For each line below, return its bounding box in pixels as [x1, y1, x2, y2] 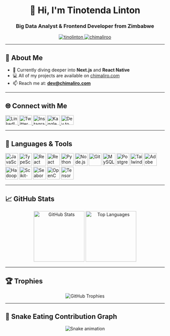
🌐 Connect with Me [5, 101, 67, 110]
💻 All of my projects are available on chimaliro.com [12, 73, 120, 79]
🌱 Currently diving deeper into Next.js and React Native [12, 67, 130, 73]
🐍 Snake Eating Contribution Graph [5, 312, 117, 321]
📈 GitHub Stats [5, 195, 55, 203]
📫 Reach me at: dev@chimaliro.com [12, 80, 91, 87]
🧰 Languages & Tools [5, 139, 72, 148]
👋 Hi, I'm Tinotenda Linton [29, 5, 141, 16]
